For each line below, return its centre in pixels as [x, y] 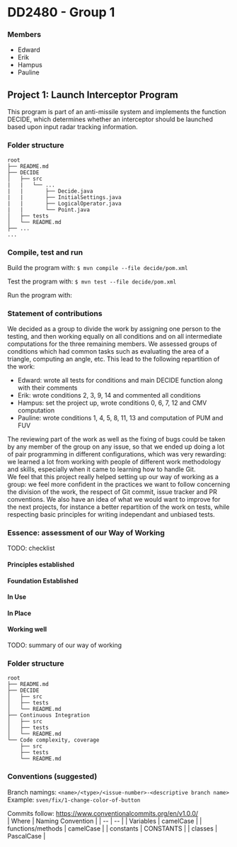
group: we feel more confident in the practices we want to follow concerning [119, 484]
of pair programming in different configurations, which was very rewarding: [117, 454]
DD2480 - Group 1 [61, 12]
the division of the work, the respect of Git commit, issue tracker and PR [112, 492]
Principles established [41, 565]
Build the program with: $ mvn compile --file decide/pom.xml [98, 267]
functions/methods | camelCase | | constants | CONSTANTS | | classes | [112, 828]
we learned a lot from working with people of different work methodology [114, 462]
